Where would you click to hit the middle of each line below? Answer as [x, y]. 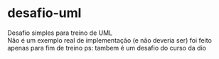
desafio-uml [44, 13]
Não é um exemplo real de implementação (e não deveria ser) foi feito [109, 40]
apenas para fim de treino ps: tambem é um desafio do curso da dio [107, 48]
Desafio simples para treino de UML [60, 33]
